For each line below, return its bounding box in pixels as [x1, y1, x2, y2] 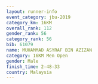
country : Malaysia [6, 69, 52, 75]
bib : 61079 [6, 42, 33, 48]
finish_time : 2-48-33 [6, 63, 60, 70]
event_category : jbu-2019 [6, 14, 71, 20]
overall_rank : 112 [6, 25, 52, 31]
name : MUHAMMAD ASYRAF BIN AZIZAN [6, 47, 93, 53]
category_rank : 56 [6, 36, 52, 42]
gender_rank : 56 [6, 31, 47, 37]
